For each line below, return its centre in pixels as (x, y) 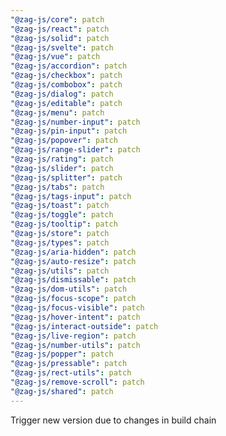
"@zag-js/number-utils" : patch (75, 345)
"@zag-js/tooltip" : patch (64, 224)
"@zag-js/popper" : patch (62, 354)
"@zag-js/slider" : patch (62, 168)
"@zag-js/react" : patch (60, 29)
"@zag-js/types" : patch (60, 242)
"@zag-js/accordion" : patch (69, 66)
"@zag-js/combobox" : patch (66, 85)
